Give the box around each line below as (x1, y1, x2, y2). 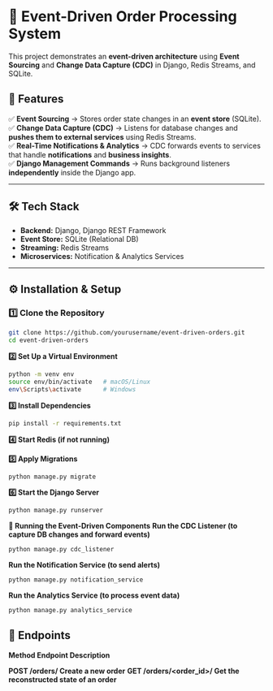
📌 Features (8, 93, 64, 106)
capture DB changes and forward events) (8, 529, 150, 539)
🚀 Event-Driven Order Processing (8, 7, 237, 26)
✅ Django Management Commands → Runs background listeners (8, 158, 230, 168)
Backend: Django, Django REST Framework (19, 225, 167, 235)
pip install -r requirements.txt (8, 419, 122, 427)
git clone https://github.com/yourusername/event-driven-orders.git (8, 329, 245, 337)
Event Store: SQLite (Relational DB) (19, 234, 140, 244)
